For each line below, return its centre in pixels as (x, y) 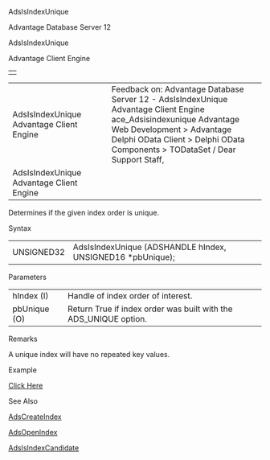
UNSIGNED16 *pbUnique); (124, 257)
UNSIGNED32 (39, 252)
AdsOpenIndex (33, 432)
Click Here (26, 386)
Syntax (20, 228)
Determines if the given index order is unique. (84, 213)
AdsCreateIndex (35, 417)
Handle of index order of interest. (130, 296)
